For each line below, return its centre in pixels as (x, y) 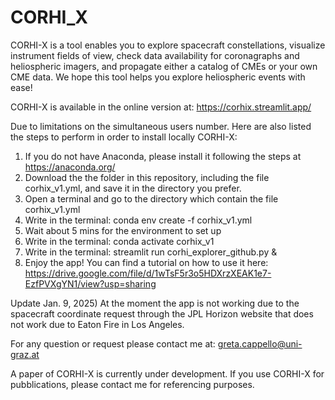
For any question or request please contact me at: (113, 343)
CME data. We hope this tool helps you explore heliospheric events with (158, 77)
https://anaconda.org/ (70, 167)
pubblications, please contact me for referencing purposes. (132, 384)
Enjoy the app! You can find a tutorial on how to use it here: (146, 262)
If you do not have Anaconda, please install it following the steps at (163, 156)
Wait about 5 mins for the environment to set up (123, 230)
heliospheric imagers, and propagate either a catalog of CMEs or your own (164, 66)
